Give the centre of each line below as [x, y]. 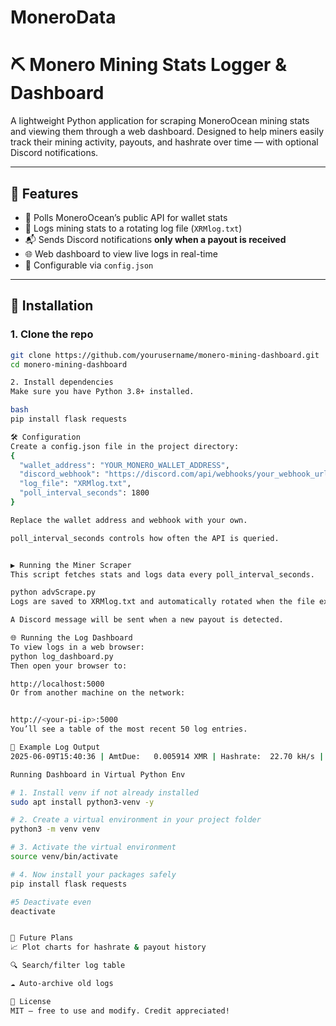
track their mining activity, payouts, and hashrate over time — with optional [164, 142]
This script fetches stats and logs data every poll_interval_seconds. [162, 574]
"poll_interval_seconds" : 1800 [84, 493]
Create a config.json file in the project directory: [125, 446]
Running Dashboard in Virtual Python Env [98, 774]
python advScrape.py [53, 592]
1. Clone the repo [52, 334]
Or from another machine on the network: [98, 693]
